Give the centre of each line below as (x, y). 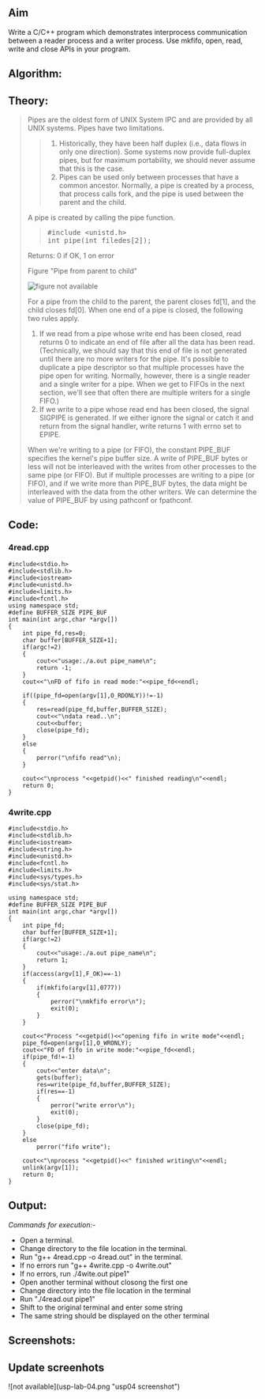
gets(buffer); (60, 1078)
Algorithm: (35, 74)
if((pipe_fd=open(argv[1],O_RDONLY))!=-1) (93, 695)
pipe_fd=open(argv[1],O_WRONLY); (77, 1043)
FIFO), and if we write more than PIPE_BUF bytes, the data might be (137, 484)
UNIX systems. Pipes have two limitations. (96, 128)
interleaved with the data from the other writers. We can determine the (142, 492)
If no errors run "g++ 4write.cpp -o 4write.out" (95, 1265)
